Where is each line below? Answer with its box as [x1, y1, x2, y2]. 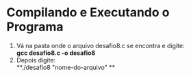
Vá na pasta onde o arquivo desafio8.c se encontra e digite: [16, 41, 185, 50]
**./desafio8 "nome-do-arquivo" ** [16, 63, 116, 71]
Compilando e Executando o [6, 5, 170, 20]
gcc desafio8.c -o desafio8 [16, 49, 96, 57]
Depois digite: [16, 56, 56, 64]
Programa [6, 19, 64, 35]
